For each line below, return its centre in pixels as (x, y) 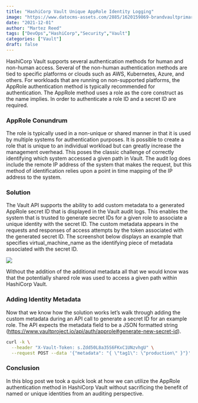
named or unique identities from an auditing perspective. (75, 394)
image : (14, 17)
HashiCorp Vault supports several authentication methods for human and (95, 61)
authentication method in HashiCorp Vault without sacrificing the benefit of (97, 387)
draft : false (22, 45)
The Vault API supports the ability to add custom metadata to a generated (95, 205)
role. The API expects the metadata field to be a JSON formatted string (92, 325)
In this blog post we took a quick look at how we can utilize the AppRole (93, 381)
